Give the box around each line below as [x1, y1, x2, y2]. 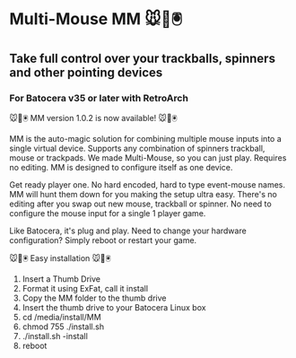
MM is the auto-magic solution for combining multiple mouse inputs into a [9, 133, 283, 144]
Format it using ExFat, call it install [22, 283, 149, 293]
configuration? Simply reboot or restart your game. [9, 234, 197, 245]
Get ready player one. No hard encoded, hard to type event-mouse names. [9, 179, 285, 190]
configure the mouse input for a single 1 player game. [9, 207, 206, 218]
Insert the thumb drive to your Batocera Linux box [22, 301, 206, 312]
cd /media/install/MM [22, 311, 101, 322]
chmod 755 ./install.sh [22, 321, 105, 332]
